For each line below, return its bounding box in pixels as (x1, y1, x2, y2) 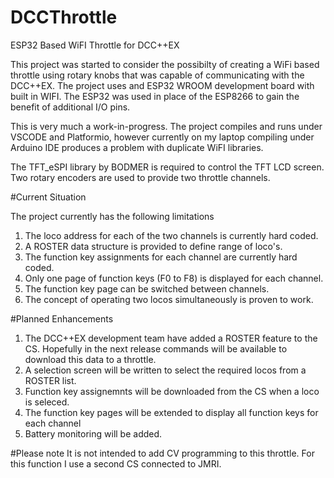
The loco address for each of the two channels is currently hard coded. (24, 229, 319, 241)
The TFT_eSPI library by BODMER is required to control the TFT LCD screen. (10, 161, 325, 173)
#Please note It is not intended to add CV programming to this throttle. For (10, 447, 315, 459)
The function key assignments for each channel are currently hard (24, 251, 298, 263)
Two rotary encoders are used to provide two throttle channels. (10, 171, 271, 183)
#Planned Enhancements (10, 312, 114, 325)
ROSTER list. (24, 374, 77, 386)
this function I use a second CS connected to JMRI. (10, 457, 222, 470)
